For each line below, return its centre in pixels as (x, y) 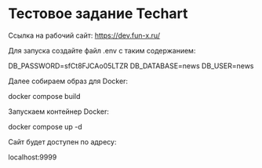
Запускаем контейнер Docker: (59, 111)
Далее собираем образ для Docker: (68, 81)
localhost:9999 (33, 157)
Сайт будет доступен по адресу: (62, 141)
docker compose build (44, 96)
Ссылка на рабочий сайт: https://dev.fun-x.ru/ (84, 35)
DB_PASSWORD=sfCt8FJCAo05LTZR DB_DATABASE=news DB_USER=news (131, 66)
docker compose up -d (45, 126)
